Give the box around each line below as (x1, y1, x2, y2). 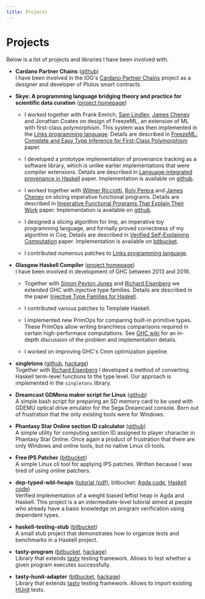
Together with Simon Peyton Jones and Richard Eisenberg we (24, 279, 180, 287)
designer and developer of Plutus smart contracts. (15, 80, 142, 88)
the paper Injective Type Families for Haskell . (24, 292, 138, 300)
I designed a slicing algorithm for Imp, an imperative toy (24, 218, 165, 225)
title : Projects (6, 9, 48, 15)
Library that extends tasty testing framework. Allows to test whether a (15, 554, 191, 562)
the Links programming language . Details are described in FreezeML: (24, 130, 198, 138)
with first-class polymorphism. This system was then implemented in (24, 124, 198, 131)
